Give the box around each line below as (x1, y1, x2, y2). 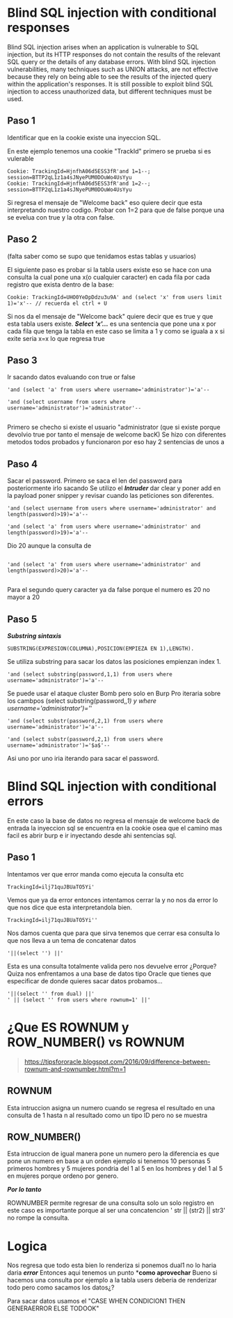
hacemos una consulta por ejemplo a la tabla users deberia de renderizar (7, 1276, 217, 1285)
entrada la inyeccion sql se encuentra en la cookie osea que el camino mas (7, 824, 223, 832)
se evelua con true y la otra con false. (7, 213, 115, 221)
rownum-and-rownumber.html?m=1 (24, 1065, 127, 1073)
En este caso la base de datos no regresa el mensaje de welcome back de (7, 816, 220, 824)
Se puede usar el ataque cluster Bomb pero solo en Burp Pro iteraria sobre (7, 689, 221, 697)
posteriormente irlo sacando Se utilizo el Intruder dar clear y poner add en (7, 484, 221, 492)
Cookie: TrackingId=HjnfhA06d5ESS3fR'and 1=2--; (7, 180, 151, 187)
